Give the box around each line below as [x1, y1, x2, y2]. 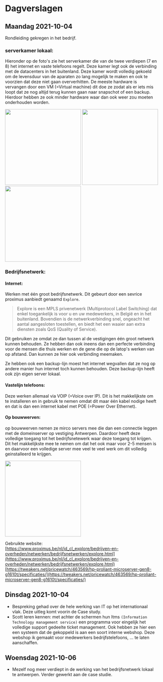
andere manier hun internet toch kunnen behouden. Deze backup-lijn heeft [5, 366, 155, 372]
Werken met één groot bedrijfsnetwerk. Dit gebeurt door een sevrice [5, 291, 142, 297]
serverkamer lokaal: [5, 47, 54, 54]
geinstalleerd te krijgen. [5, 451, 52, 457]
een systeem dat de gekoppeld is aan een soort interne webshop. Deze [12, 629, 155, 635]
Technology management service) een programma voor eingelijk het [12, 619, 147, 625]
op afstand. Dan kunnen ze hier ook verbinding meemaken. [5, 351, 124, 357]
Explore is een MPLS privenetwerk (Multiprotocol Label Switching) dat [16, 306, 157, 312]
